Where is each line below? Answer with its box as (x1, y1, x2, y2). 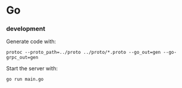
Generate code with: (6, 38, 57, 45)
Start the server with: (6, 65, 58, 72)
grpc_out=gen (6, 54, 39, 61)
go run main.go (6, 76, 44, 83)
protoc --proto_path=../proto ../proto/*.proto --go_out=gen (6, 50, 161, 56)
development (6, 25, 46, 33)
